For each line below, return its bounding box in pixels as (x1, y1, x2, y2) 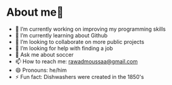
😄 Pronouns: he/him (15, 66, 67, 74)
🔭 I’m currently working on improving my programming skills (15, 25, 166, 33)
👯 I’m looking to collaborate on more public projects (15, 38, 145, 45)
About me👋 (6, 5, 64, 19)
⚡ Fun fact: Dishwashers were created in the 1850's (15, 73, 144, 80)
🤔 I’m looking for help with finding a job (15, 45, 114, 52)
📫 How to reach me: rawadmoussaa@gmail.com (15, 57, 138, 65)
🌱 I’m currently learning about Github (15, 31, 108, 39)
